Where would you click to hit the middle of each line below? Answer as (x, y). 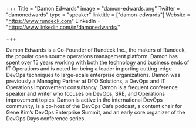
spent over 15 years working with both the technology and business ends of (98, 62)
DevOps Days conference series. (46, 119)
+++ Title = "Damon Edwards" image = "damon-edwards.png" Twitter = (93, 9)
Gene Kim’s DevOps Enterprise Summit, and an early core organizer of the (96, 112)
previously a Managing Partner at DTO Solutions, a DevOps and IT (86, 81)
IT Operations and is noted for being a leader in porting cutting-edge (89, 69)
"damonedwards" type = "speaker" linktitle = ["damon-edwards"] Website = (98, 15)
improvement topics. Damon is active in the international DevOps (85, 100)
